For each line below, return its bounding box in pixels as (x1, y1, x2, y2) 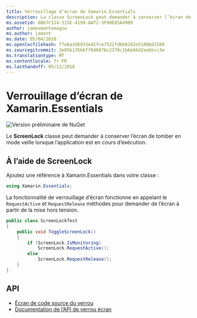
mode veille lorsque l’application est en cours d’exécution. (6, 139, 147, 146)
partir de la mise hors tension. (6, 206, 78, 213)
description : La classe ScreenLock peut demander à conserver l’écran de (6, 14, 192, 20)
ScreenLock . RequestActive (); (37, 245, 110, 251)
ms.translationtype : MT (6, 53, 65, 59)
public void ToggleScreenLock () (17, 229, 96, 235)
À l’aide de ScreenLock (6, 156, 93, 166)
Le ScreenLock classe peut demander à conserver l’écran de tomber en (6, 132, 182, 139)
